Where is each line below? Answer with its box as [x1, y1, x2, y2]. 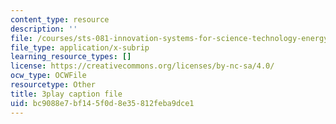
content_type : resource [10, 14, 110, 25]
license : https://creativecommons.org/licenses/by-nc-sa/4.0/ [10, 61, 275, 71]
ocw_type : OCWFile [10, 71, 87, 81]
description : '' [10, 24, 78, 34]
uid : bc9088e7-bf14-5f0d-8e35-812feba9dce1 [10, 98, 195, 108]
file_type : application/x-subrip [10, 42, 150, 53]
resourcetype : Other [10, 80, 97, 90]
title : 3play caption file [10, 89, 123, 99]
